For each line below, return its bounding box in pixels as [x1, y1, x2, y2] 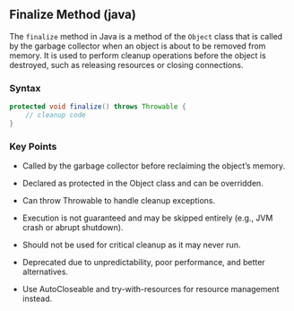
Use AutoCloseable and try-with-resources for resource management [22, 284, 280, 295]
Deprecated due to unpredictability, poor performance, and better [22, 257, 266, 268]
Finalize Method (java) [9, 7, 136, 22]
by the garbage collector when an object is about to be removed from [9, 40, 266, 51]
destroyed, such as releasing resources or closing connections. [9, 59, 244, 70]
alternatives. [22, 266, 69, 277]
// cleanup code [25, 110, 87, 119]
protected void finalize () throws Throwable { [9, 102, 186, 111]
